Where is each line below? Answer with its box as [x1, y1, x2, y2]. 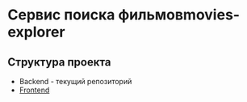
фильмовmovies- [118, 6, 240, 24]
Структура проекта [7, 55, 111, 69]
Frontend [19, 85, 50, 95]
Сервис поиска [7, 6, 115, 24]
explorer [7, 23, 65, 41]
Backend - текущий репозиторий [19, 77, 132, 86]
